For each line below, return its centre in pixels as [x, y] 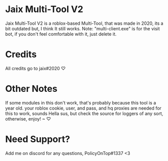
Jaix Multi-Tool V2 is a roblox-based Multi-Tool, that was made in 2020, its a [84, 23]
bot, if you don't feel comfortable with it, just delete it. [61, 34]
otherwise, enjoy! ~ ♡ [28, 119]
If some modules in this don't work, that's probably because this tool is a [81, 102]
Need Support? [38, 139]
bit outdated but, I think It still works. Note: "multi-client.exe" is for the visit [82, 28]
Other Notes [31, 89]
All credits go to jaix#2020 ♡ [36, 68]
